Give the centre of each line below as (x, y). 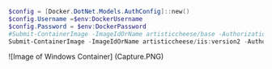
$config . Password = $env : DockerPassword (78, 26)
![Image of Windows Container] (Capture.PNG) (86, 57)
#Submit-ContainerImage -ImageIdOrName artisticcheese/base (112, 34)
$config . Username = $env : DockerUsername (76, 19)
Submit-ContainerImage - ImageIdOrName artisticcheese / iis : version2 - (128, 41)
